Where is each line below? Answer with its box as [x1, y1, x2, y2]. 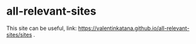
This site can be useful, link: [6, 24, 77, 32]
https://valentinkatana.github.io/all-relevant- [78, 24, 190, 32]
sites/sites [6, 31, 32, 38]
